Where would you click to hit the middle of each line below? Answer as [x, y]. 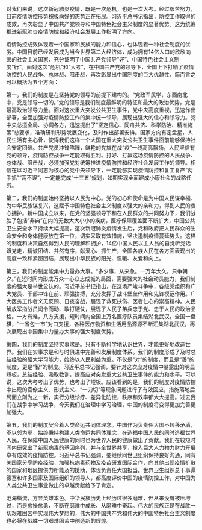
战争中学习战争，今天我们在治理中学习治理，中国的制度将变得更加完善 [103, 405]
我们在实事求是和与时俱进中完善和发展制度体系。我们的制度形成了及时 [103, 352]
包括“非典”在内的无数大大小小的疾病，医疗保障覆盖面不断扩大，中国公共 [106, 221]
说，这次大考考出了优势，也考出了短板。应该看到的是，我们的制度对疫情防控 [101, 382]
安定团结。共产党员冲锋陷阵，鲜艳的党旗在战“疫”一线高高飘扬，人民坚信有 [103, 147]
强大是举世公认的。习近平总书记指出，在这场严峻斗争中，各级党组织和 [103, 286]
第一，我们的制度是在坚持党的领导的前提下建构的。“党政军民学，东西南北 [97, 95]
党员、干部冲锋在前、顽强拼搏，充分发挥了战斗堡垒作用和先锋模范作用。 [101, 294]
